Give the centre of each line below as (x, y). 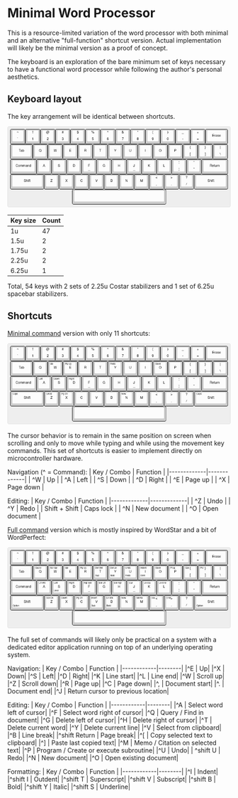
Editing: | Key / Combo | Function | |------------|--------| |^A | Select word (115, 705)
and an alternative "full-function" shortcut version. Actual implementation (114, 40)
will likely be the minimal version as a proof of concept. (87, 48)
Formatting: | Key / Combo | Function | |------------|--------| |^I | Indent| (113, 771)
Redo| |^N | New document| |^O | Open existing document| (93, 757)
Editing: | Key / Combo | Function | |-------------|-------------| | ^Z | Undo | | (119, 501)
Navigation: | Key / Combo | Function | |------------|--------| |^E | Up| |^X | (116, 668)
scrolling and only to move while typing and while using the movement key (116, 443)
